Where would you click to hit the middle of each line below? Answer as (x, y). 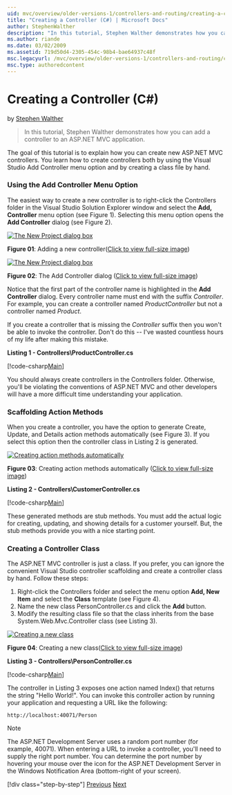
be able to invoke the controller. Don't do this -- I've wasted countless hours (115, 332)
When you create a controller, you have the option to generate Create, (107, 427)
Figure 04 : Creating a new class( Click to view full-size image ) (95, 648)
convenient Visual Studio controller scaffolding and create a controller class (115, 571)
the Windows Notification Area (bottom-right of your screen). (94, 771)
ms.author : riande (33, 39)
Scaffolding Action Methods (55, 412)
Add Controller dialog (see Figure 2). (60, 222)
